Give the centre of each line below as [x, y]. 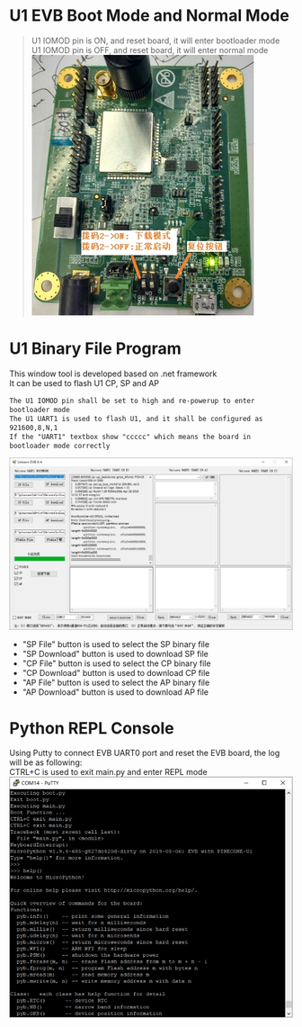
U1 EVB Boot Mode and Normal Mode [149, 16]
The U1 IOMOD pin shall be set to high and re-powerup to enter [132, 401]
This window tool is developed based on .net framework [113, 374]
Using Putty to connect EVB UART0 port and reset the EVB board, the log [145, 753]
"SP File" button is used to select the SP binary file [115, 644]
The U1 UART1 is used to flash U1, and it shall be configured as [136, 419]
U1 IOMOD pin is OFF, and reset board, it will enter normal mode [150, 50]
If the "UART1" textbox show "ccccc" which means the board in [130, 437]
